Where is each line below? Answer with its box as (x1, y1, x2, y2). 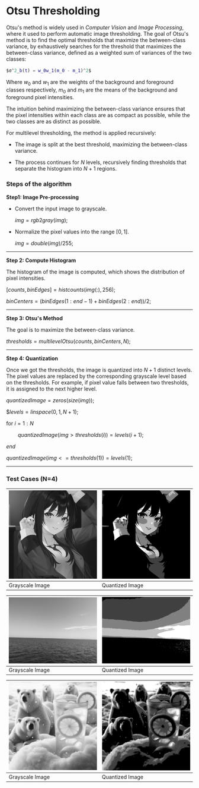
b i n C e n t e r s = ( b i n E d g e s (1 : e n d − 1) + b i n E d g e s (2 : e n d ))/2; (6, 297, 151, 304)
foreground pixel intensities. (6, 94, 75, 101)
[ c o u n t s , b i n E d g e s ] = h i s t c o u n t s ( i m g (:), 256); (6, 286, 115, 293)
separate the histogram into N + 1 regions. (14, 165, 117, 172)
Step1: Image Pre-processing (6, 193, 79, 200)
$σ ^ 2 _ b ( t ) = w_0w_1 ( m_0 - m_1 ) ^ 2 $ (6, 67, 92, 74)
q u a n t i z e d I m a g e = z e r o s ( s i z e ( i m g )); (6, 396, 95, 404)
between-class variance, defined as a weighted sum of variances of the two (6, 49, 192, 56)
